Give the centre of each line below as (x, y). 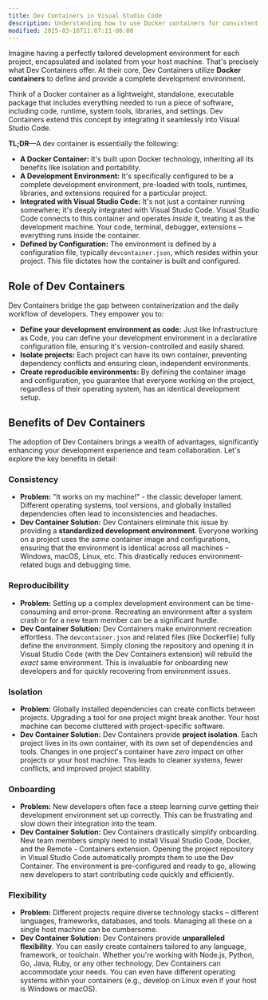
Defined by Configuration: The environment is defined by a (118, 244)
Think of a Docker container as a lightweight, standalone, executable (121, 94)
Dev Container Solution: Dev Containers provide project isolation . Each (138, 734)
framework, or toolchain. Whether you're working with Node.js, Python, (137, 955)
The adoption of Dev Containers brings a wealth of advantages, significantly (134, 442)
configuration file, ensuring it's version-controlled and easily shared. (132, 347)
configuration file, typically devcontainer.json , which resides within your (139, 253)
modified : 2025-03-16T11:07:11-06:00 (71, 30)
